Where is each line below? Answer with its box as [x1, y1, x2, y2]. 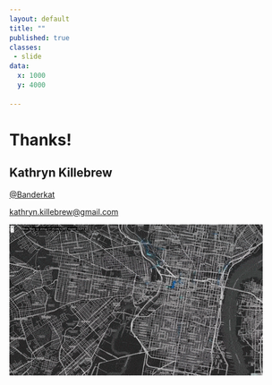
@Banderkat [9, 189, 55, 200]
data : [9, 62, 30, 71]
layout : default [9, 14, 70, 23]
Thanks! [9, 130, 72, 150]
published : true [9, 33, 70, 42]
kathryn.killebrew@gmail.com [9, 206, 119, 217]
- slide [13, 52, 42, 62]
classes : [9, 43, 42, 52]
